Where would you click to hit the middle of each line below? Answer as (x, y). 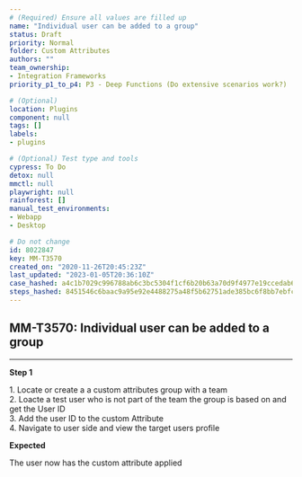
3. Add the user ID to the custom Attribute (87, 418)
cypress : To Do (38, 167)
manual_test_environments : (60, 209)
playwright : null (42, 192)
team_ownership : (40, 68)
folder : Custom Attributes (60, 51)
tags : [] (26, 126)
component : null (40, 118)
